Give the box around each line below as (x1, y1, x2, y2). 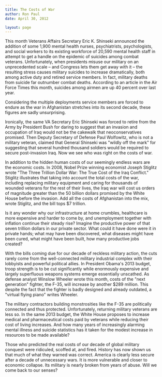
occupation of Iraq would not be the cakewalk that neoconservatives (5, 129, 142, 135)
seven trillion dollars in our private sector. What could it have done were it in (5, 225, 156, 231)
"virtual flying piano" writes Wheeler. (5, 292, 78, 298)
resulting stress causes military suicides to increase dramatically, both (5, 69, 145, 75)
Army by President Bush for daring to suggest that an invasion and (5, 124, 138, 130)
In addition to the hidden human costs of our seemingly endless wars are (5, 159, 150, 165)
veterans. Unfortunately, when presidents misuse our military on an (5, 59, 139, 65)
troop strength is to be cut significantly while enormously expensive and (5, 266, 149, 272)
